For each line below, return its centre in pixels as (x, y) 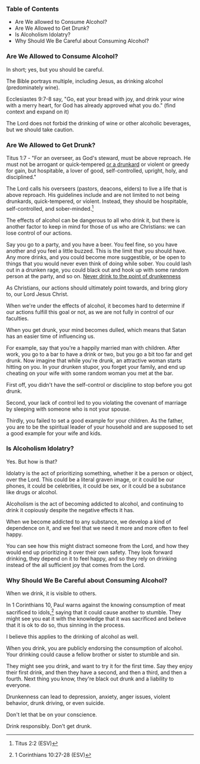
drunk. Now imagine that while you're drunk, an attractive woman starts (94, 361)
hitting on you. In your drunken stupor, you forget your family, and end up (96, 366)
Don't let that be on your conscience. (51, 714)
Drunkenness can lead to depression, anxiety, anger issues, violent (88, 697)
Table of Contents (33, 9)
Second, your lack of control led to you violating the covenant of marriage (97, 402)
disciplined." (21, 177)
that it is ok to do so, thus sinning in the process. (65, 625)
